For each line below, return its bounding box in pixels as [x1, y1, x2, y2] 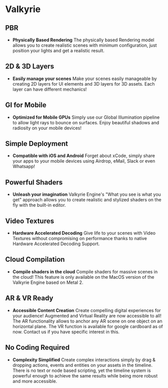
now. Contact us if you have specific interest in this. [12, 329, 120, 335]
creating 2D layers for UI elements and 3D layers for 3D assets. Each [12, 81, 155, 87]
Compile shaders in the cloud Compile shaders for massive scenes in [12, 268, 158, 275]
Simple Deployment [5, 139, 68, 148]
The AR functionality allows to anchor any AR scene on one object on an [12, 318, 162, 324]
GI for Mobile [5, 101, 47, 109]
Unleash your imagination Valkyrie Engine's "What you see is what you [12, 191, 161, 197]
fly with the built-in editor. [12, 202, 66, 208]
